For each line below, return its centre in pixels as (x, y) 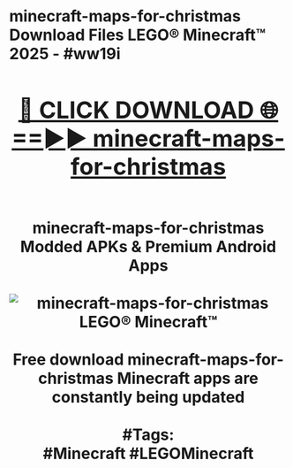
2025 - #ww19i (65, 54)
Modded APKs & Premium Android (148, 246)
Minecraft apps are (188, 378)
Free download (68, 359)
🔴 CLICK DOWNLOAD (136, 110)
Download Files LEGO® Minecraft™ (138, 35)
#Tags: (148, 434)
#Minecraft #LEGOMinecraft (148, 453)
